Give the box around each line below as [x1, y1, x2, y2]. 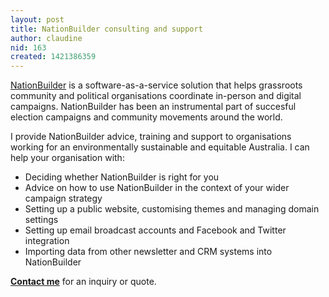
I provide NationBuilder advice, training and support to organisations [10, 131, 292, 143]
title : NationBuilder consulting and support [10, 24, 203, 34]
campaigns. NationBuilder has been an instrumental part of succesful [10, 101, 297, 113]
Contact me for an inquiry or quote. [10, 276, 157, 288]
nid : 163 [10, 42, 47, 53]
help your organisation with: [10, 152, 125, 164]
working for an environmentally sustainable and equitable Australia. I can [10, 141, 310, 153]
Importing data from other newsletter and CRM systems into [24, 246, 273, 258]
